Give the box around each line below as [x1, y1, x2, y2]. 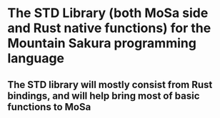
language [7, 50, 65, 67]
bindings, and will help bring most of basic [7, 90, 200, 102]
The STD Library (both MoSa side [7, 5, 209, 21]
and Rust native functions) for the [7, 20, 211, 36]
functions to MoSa [7, 101, 91, 113]
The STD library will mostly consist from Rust [7, 78, 213, 90]
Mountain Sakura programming [7, 36, 196, 51]
